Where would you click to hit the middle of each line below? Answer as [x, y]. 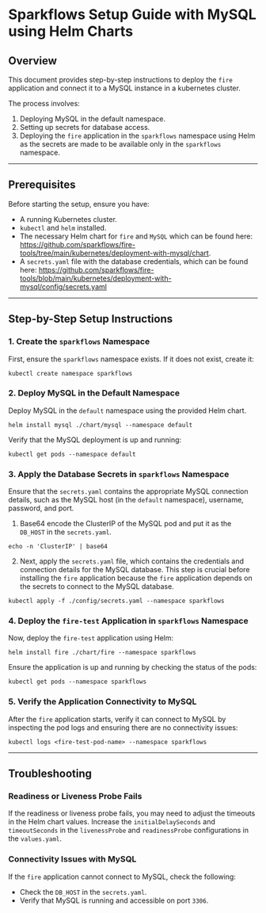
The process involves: [44, 103]
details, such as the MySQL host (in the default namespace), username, [126, 500]
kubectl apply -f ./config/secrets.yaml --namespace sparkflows [116, 601]
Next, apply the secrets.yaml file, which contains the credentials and [131, 561]
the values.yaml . [35, 839]
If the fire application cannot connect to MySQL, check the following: [122, 877]
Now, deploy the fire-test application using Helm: [91, 638]
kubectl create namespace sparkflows [70, 373]
